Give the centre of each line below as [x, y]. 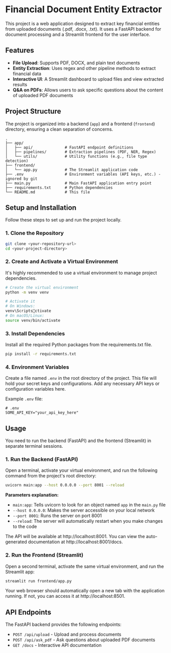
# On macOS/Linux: [25, 316]
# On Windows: [20, 306]
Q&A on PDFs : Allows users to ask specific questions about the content [88, 90]
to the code [25, 526]
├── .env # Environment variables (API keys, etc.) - [83, 174]
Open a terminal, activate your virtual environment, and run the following [81, 470]
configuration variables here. [36, 389]
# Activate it [20, 301]
